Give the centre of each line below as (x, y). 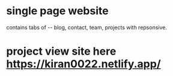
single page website (58, 11)
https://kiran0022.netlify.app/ (83, 64)
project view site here (61, 51)
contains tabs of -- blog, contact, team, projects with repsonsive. (86, 27)
